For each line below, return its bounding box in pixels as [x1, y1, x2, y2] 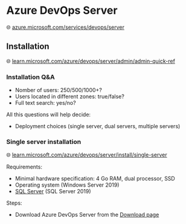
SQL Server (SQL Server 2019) [14, 188, 92, 195]
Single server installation [6, 137, 82, 146]
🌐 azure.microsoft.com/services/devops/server [6, 23, 125, 31]
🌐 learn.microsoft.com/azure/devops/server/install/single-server [6, 151, 167, 158]
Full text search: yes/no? [14, 99, 77, 107]
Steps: [6, 199, 22, 207]
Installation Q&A [6, 73, 56, 81]
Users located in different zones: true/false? [14, 93, 125, 100]
